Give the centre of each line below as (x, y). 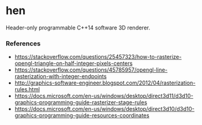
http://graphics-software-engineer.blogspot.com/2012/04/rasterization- (105, 83)
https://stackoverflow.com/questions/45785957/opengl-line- (91, 70)
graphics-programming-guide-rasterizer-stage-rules (81, 102)
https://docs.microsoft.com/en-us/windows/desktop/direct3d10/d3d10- (104, 109)
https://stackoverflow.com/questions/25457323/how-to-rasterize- (98, 57)
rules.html (27, 89)
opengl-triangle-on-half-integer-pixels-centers (74, 63)
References (23, 44)
